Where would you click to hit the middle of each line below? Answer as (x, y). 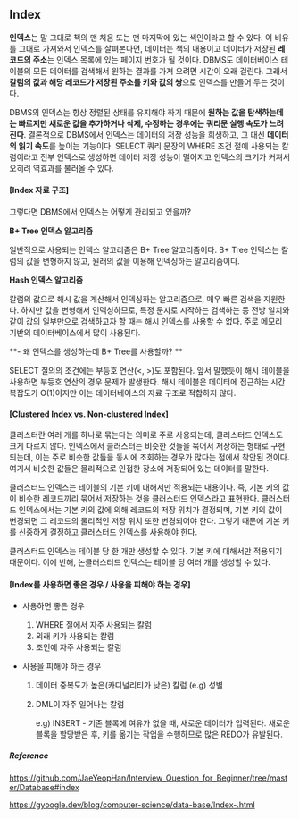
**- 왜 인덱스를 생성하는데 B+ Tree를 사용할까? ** (96, 351)
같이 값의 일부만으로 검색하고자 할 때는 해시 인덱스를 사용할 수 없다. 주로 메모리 (146, 322)
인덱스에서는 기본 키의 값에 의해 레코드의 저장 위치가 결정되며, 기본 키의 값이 (150, 510)
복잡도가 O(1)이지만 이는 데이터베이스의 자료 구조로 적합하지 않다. (123, 393)
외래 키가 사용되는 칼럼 (75, 636)
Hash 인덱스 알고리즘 (46, 280)
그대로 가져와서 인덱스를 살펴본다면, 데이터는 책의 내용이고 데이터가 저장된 (147, 48)
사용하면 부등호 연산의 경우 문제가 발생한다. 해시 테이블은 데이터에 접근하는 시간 (147, 382)
